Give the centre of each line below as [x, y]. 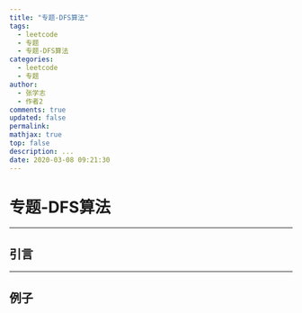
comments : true [38, 110]
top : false [30, 143]
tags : [19, 26]
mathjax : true [36, 135]
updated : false [38, 118]
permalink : [30, 127]
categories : [31, 59]
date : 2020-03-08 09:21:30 [60, 160]
